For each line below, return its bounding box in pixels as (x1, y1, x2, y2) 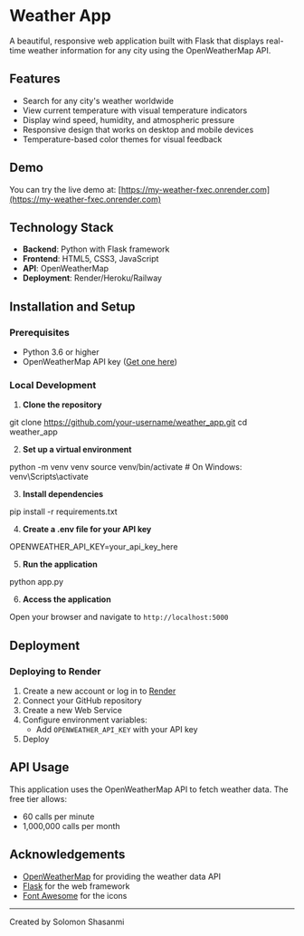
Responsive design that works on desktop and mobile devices (22, 124, 254, 135)
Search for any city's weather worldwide (22, 95, 175, 106)
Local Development (9, 378, 97, 391)
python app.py (9, 577, 64, 587)
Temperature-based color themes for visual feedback (22, 133, 223, 145)
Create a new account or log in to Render (22, 685, 176, 697)
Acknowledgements (9, 847, 126, 863)
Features (9, 72, 61, 87)
